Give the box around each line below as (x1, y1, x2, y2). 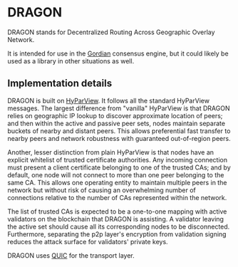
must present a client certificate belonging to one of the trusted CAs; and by (7, 163, 232, 172)
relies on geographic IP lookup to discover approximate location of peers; (7, 111, 223, 120)
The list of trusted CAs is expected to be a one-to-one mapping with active (7, 207, 227, 216)
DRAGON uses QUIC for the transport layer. (7, 251, 135, 260)
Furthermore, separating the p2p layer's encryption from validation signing (7, 229, 227, 239)
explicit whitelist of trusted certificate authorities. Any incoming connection (7, 155, 228, 164)
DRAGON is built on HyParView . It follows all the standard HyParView (7, 96, 210, 105)
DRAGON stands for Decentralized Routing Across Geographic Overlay (7, 28, 215, 36)
